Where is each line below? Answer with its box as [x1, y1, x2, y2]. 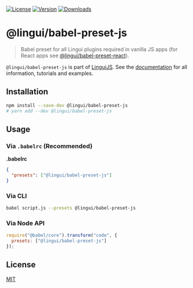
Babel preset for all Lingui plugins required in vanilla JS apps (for [20, 45, 178, 53]
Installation [6, 87, 48, 97]
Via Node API [6, 219, 45, 227]
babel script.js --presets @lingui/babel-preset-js [6, 205, 136, 211]
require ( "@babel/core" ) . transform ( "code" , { [6, 233, 117, 238]
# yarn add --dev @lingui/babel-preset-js [6, 108, 112, 114]
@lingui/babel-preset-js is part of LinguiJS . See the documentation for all [6, 63, 188, 70]
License [6, 260, 36, 270]
